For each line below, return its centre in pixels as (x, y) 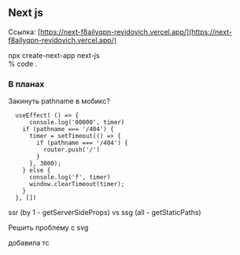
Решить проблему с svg (48, 228)
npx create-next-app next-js (54, 55)
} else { (37, 171)
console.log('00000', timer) (77, 122)
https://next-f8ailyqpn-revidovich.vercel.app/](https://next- (136, 31)
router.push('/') (72, 150)
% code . (23, 64)
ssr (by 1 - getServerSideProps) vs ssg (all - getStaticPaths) (105, 213)
